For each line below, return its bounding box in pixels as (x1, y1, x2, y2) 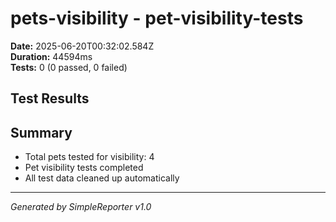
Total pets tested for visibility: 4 (24, 151, 155, 163)
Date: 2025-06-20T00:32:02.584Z (10, 40, 155, 52)
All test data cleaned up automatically (24, 172, 180, 184)
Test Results (10, 90, 90, 107)
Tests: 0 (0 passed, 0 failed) (10, 61, 128, 73)
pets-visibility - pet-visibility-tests (10, 7, 304, 30)
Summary (10, 124, 73, 141)
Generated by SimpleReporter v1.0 (10, 201, 152, 213)
